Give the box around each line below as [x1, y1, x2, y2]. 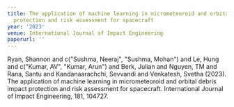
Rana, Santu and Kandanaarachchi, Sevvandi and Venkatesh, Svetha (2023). [7, 70, 227, 79]
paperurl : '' [7, 36, 45, 43]
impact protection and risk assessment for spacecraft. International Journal [7, 85, 224, 93]
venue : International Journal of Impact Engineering [7, 29, 164, 37]
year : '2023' [7, 23, 45, 30]
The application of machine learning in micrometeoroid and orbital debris [7, 77, 217, 85]
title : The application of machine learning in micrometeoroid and [7, 10, 208, 17]
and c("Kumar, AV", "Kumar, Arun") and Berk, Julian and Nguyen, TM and [7, 63, 217, 71]
